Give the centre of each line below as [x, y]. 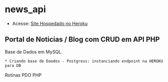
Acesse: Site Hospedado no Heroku [50, 23]
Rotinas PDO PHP [23, 75]
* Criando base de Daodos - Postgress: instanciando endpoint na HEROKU [84, 61]
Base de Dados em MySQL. [34, 51]
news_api [26, 9]
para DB [13, 65]
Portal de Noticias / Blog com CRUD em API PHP [82, 39]
